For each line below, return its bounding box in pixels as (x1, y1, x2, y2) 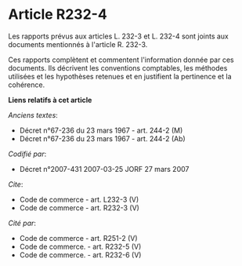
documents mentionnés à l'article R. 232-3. (8, 39, 148, 49)
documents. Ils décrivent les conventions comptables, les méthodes (8, 63, 228, 72)
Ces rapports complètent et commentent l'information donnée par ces (8, 55, 234, 64)
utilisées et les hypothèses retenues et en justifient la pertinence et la (8, 71, 233, 81)
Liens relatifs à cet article (8, 95, 92, 104)
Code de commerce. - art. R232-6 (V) (19, 250, 142, 260)
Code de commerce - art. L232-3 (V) (19, 195, 139, 204)
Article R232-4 (8, 5, 107, 24)
